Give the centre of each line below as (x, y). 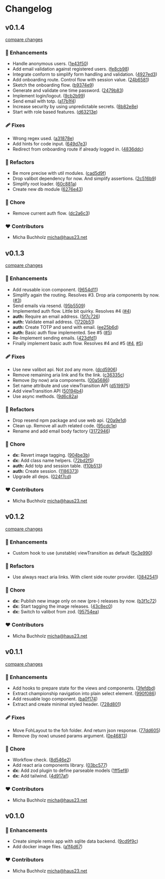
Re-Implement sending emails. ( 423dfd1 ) (55, 338)
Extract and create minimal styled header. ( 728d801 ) (67, 704)
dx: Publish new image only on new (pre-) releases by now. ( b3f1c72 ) (85, 601)
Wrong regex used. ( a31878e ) (43, 138)
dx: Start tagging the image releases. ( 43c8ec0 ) (63, 606)
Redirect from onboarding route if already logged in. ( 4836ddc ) (78, 149)
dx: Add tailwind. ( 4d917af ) (40, 776)
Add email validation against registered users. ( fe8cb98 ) (71, 69)
